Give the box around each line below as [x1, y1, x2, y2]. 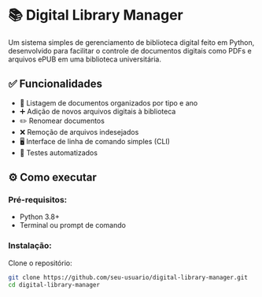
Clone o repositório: [8, 258, 72, 268]
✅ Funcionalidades [8, 77, 103, 91]
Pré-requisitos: [8, 195, 68, 206]
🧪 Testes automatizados [19, 147, 98, 158]
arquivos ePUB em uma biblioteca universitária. [8, 54, 161, 64]
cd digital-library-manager [8, 280, 101, 288]
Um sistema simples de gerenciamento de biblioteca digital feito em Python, [8, 37, 255, 47]
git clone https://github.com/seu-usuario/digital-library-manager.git [8, 273, 248, 281]
